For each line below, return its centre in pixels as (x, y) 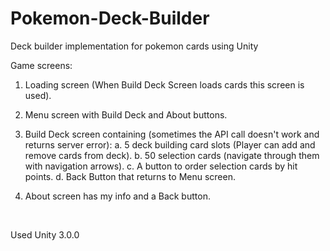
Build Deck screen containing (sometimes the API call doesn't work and (172, 134)
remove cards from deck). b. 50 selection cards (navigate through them (172, 155)
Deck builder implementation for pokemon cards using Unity (134, 46)
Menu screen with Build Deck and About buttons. (126, 114)
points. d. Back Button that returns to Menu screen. (130, 176)
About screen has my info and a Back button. (117, 196)
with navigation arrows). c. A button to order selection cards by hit (161, 166)
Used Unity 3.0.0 (45, 234)
